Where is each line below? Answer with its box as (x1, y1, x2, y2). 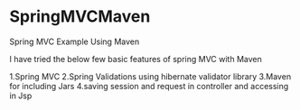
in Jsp (9, 90, 33, 101)
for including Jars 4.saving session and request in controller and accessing (9, 80, 289, 91)
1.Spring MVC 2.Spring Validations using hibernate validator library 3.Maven (9, 70, 292, 82)
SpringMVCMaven (9, 6, 151, 27)
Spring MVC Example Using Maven (9, 36, 140, 47)
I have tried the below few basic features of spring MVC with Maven (9, 53, 262, 64)
